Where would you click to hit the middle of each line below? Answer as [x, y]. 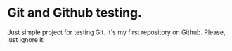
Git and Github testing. [75, 13]
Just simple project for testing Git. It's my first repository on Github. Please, [116, 32]
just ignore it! [26, 39]
